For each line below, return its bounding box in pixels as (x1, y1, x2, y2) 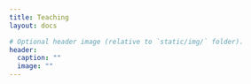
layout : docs (9, 21, 58, 30)
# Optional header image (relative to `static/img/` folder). (9, 37, 244, 46)
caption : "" (17, 54, 62, 63)
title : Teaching (9, 12, 69, 22)
